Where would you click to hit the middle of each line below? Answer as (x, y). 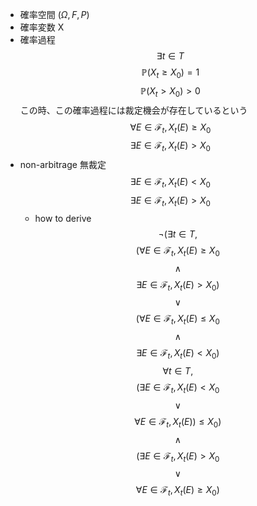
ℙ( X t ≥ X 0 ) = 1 (170, 73)
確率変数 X (42, 27)
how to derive (63, 218)
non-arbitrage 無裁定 (63, 165)
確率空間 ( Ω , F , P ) (54, 14)
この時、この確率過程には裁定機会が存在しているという (133, 110)
